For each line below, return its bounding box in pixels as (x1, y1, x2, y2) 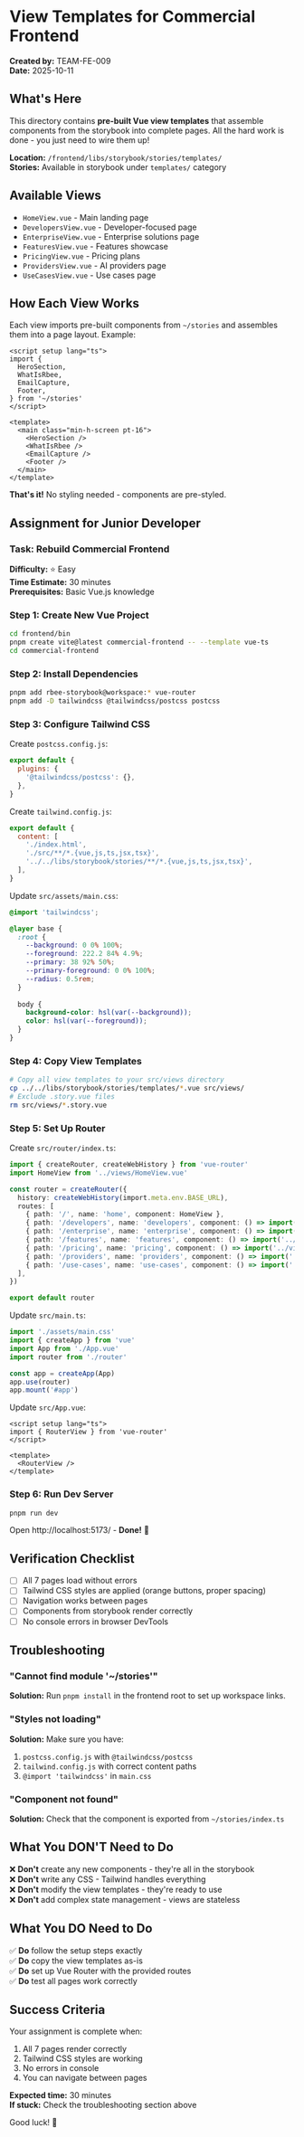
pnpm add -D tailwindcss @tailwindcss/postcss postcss (9, 696, 221, 706)
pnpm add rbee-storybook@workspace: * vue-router (9, 688, 196, 697)
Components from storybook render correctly (22, 1605, 193, 1616)
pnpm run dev (9, 1508, 59, 1518)
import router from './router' (9, 1352, 128, 1362)
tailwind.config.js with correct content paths (22, 1761, 197, 1772)
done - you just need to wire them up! (9, 134, 150, 146)
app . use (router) (9, 1377, 71, 1386)
